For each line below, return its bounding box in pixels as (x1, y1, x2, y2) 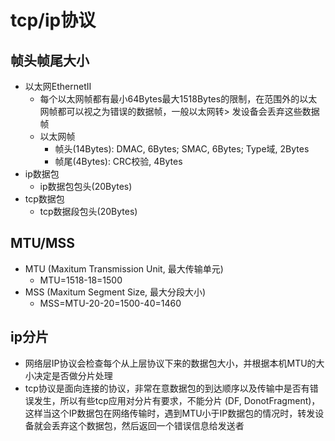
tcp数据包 (24, 193, 65, 205)
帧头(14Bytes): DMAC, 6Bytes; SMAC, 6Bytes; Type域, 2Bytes (54, 143, 310, 155)
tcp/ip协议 (10, 9, 97, 32)
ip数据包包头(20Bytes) (39, 181, 133, 192)
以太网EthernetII (24, 81, 92, 92)
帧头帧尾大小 (10, 52, 90, 69)
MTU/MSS (10, 235, 75, 252)
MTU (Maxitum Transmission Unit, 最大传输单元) (24, 262, 224, 275)
